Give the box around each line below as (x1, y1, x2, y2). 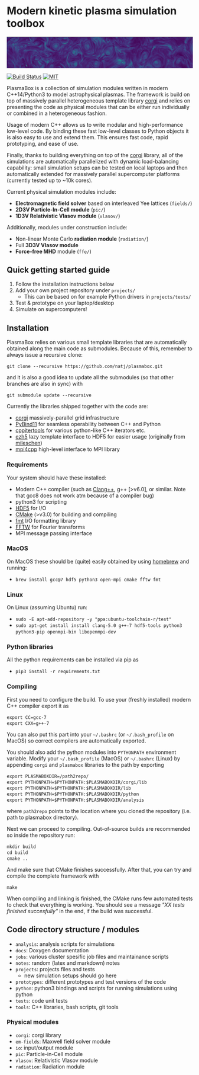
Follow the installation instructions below (15, 280, 115, 288)
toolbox (6, 17, 45, 30)
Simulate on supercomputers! (15, 306, 87, 313)
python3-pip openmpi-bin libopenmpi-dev (15, 629, 116, 635)
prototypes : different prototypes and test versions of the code (15, 978, 167, 985)
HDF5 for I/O (15, 504, 47, 511)
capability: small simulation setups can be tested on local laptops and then (6, 164, 188, 171)
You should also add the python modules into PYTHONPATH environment (6, 748, 177, 756)
